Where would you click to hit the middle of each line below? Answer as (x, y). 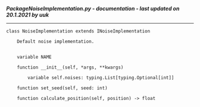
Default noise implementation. (56, 41)
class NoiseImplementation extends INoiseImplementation (78, 31)
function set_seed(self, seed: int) (62, 88)
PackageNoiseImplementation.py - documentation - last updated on (93, 9)
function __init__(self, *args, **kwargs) (70, 67)
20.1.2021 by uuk (28, 15)
